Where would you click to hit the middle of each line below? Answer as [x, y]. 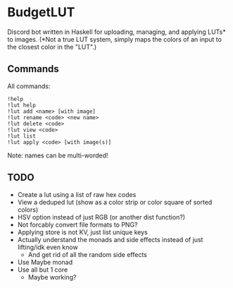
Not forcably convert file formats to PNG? [77, 224]
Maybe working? [52, 277]
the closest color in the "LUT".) [52, 47]
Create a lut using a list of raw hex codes [77, 194]
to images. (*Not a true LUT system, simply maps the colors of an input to [114, 39]
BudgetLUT [41, 12]
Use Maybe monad [45, 262]
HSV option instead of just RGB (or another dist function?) [101, 217]
